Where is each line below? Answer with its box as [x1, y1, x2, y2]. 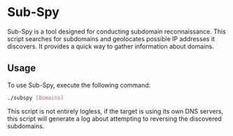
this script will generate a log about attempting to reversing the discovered [7, 114, 222, 123]
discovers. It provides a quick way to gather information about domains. [7, 42, 215, 50]
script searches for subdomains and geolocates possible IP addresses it [7, 34, 216, 43]
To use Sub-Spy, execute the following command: [7, 81, 151, 89]
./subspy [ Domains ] [7, 94, 64, 101]
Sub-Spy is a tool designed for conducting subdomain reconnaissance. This [7, 27, 226, 36]
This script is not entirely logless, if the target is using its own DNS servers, [7, 107, 224, 115]
